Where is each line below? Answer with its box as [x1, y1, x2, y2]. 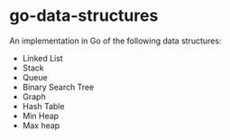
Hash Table [22, 100, 65, 111]
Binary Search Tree [22, 81, 95, 92]
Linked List [22, 52, 63, 63]
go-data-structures [9, 5, 159, 26]
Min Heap [22, 110, 60, 121]
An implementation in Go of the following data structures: [9, 35, 222, 46]
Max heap [22, 119, 60, 131]
